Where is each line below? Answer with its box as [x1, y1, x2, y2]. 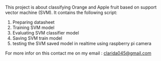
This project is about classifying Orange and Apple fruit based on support [5, 4, 156, 10]
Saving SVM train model [12, 35, 62, 41]
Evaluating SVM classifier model [12, 30, 79, 35]
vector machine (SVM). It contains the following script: [5, 9, 117, 15]
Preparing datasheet [12, 19, 55, 25]
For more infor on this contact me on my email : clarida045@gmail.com [5, 50, 151, 56]
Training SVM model [12, 24, 55, 30]
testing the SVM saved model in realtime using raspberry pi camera [12, 40, 151, 46]
